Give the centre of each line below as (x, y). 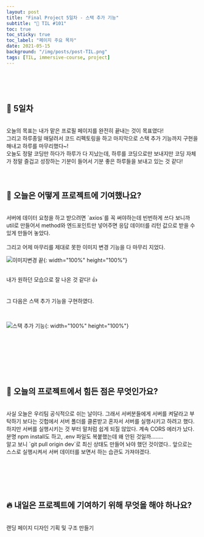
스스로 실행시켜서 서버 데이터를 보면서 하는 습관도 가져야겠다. (79, 452)
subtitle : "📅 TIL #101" (37, 23)
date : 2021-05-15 (28, 46)
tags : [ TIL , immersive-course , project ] (58, 57)
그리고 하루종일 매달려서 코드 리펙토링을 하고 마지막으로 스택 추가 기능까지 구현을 (102, 139)
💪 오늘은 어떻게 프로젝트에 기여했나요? (74, 195)
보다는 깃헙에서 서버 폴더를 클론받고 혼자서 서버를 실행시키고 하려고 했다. (108, 422)
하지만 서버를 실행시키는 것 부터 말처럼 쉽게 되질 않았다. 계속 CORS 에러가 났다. (100, 429)
